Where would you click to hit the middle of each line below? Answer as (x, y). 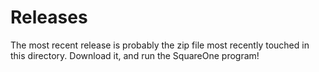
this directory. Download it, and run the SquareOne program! (135, 55)
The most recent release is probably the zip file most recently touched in (160, 45)
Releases (49, 17)
